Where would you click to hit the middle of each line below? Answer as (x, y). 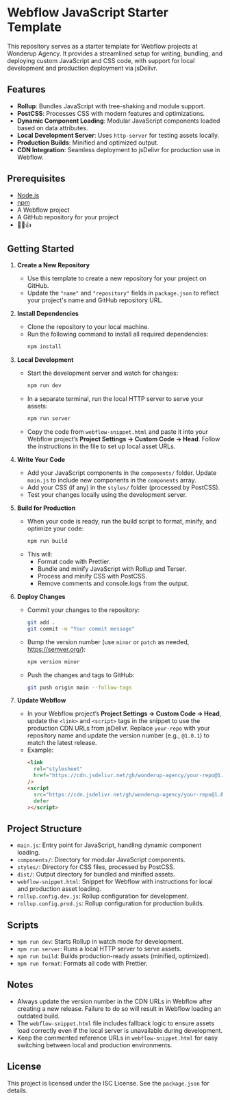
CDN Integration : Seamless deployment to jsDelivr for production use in (118, 149)
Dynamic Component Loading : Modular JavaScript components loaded (118, 121)
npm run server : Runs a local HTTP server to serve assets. (99, 949)
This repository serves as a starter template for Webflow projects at (102, 46)
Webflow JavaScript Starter (88, 13)
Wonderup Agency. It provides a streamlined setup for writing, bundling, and (115, 53)
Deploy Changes (41, 596)
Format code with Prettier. (74, 561)
